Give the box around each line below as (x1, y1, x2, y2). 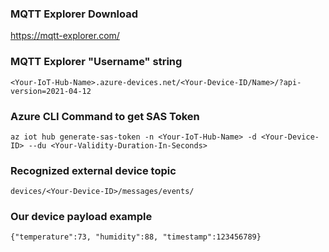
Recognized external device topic (10, 163, 177, 177)
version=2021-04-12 (10, 86, 92, 96)
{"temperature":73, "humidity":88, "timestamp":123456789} (10, 232, 262, 242)
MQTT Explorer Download (10, 7, 139, 21)
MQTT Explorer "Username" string (10, 55, 183, 69)
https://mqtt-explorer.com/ (10, 30, 120, 42)
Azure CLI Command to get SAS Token (10, 109, 200, 123)
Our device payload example (10, 210, 153, 224)
